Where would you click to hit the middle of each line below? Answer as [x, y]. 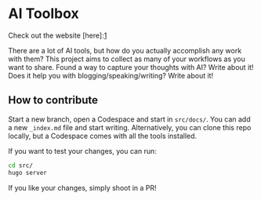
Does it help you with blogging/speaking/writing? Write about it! [111, 75]
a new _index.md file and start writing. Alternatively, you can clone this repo [130, 127]
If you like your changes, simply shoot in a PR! [82, 187]
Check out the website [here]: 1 [58, 35]
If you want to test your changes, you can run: [82, 151]
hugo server [27, 173]
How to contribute [53, 100]
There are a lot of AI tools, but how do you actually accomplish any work [125, 50]
